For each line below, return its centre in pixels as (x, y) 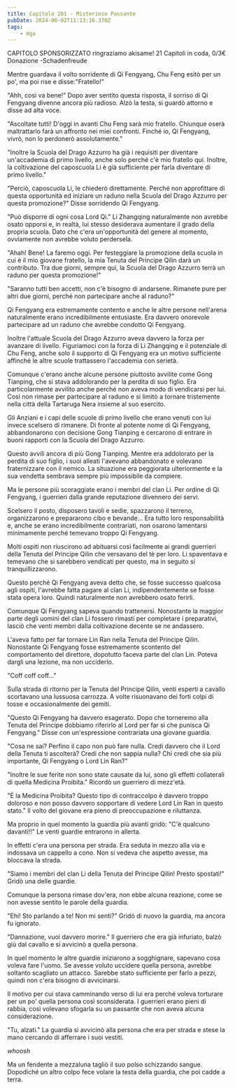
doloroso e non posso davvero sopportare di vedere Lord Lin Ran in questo (115, 803)
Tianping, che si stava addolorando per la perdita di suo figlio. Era (102, 382)
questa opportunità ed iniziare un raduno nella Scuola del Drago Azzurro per (117, 196)
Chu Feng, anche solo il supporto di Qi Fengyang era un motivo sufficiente (114, 353)
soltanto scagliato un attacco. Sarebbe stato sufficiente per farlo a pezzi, (112, 973)
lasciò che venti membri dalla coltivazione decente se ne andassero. (106, 626)
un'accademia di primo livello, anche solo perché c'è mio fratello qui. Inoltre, (117, 160)
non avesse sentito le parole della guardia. (68, 902)
